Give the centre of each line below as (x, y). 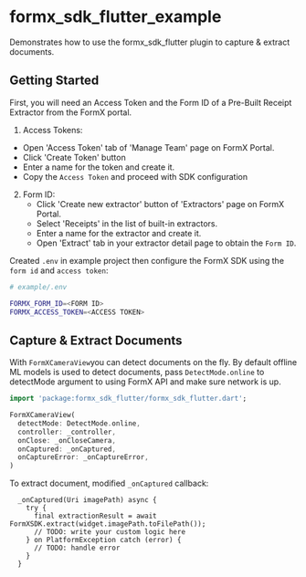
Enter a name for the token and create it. (99, 167)
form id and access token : (59, 270)
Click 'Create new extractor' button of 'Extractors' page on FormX (160, 204)
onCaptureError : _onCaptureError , (83, 457)
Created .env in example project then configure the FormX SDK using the (147, 260)
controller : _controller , (67, 432)
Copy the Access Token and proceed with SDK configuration (135, 176)
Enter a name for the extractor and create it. (119, 233)
